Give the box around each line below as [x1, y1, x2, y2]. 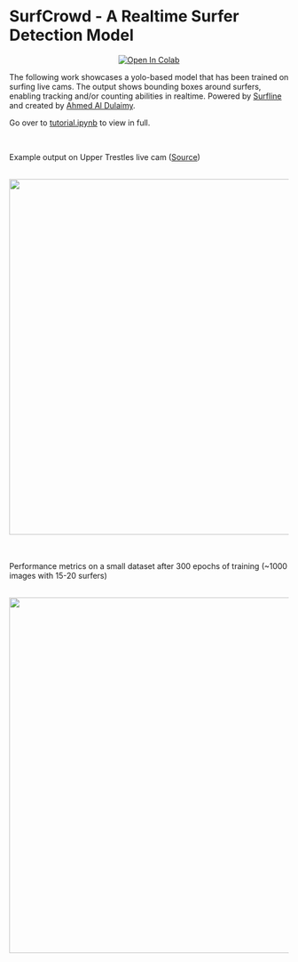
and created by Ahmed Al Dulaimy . [9, 100, 136, 110]
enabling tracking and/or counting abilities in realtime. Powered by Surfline [9, 91, 282, 101]
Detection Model [9, 25, 135, 45]
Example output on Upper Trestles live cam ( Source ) [9, 151, 201, 162]
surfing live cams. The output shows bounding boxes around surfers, [9, 81, 262, 92]
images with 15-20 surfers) [9, 570, 108, 581]
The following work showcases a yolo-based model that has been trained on [9, 71, 289, 82]
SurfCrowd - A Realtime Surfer [9, 6, 239, 27]
